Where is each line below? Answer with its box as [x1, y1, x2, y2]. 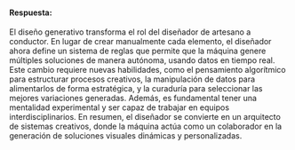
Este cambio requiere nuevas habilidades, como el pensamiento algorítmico [9, 65, 286, 75]
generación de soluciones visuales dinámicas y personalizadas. [9, 130, 243, 141]
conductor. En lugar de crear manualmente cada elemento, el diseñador [9, 36, 272, 47]
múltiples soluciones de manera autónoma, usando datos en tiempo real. [9, 55, 275, 66]
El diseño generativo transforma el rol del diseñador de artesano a [9, 27, 251, 37]
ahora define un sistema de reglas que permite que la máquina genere [9, 45, 267, 57]
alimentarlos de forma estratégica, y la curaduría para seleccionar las [9, 83, 264, 94]
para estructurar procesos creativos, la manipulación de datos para [9, 74, 256, 84]
